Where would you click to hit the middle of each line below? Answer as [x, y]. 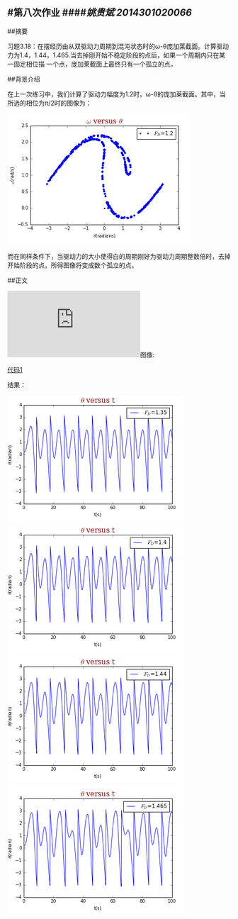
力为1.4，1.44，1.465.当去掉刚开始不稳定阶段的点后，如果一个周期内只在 [113, 55]
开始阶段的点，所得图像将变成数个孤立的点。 [73, 265]
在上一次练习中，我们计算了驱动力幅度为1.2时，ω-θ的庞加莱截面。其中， [113, 94]
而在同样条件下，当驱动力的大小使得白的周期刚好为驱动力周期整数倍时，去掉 [119, 256]
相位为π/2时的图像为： [59, 103]
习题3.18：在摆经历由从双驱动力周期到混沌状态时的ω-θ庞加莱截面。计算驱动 [118, 46]
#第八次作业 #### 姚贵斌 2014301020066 [100, 13]
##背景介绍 [24, 79]
